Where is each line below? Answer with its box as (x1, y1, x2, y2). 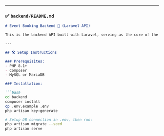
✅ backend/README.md (5, 12, 55, 19)
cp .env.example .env (5, 104, 49, 109)
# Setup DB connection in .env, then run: (5, 117, 93, 122)
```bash (5, 90, 21, 95)
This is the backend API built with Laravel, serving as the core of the (5, 32, 159, 37)
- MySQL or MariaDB (5, 72, 45, 77)
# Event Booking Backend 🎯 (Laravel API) (5, 23, 91, 28)
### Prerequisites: (5, 59, 45, 64)
